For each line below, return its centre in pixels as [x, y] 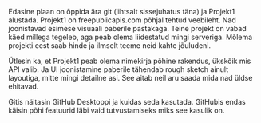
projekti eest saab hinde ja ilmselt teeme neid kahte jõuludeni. [110, 46]
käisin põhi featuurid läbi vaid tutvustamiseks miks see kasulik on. [117, 110]
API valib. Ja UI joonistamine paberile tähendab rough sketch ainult [119, 69]
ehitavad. [24, 86]
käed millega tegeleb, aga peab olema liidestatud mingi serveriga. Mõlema [130, 37]
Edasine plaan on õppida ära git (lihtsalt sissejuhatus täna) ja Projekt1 [122, 12]
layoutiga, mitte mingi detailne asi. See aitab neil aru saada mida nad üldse [130, 78]
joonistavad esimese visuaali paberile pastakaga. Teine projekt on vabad [127, 28]
